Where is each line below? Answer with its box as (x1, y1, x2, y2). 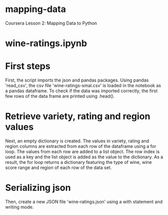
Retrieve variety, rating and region (5, 111, 150, 122)
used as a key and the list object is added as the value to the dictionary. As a (5, 154, 163, 160)
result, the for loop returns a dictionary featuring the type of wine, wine (5, 159, 152, 165)
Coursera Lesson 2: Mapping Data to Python (5, 20, 97, 26)
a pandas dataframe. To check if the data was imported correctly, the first (5, 88, 158, 94)
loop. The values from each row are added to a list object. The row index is (5, 149, 160, 154)
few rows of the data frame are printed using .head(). (5, 93, 115, 99)
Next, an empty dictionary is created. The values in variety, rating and (5, 138, 149, 144)
